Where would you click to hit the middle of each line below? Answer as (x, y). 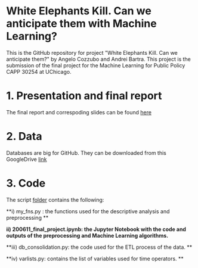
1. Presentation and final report (84, 96)
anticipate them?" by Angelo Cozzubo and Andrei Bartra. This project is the (98, 59)
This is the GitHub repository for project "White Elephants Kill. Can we (92, 52)
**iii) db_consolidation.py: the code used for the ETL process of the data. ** (99, 247)
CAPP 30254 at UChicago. (39, 71)
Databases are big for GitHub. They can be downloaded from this (86, 152)
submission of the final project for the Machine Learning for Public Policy (96, 65)
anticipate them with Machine (81, 24)
